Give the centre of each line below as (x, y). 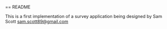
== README (18, 7)
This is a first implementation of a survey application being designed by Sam (84, 16)
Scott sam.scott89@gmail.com (37, 22)
